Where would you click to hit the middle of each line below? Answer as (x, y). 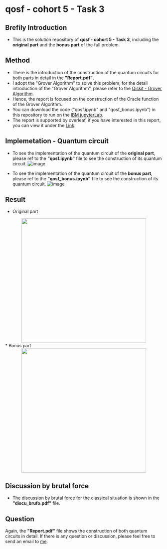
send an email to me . (27, 542)
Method (18, 61)
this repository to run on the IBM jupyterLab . (58, 115)
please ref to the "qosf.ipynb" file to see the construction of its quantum (87, 158)
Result (15, 200)
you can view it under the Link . (44, 125)
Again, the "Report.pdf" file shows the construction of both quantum (76, 531)
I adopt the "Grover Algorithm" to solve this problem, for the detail (80, 83)
